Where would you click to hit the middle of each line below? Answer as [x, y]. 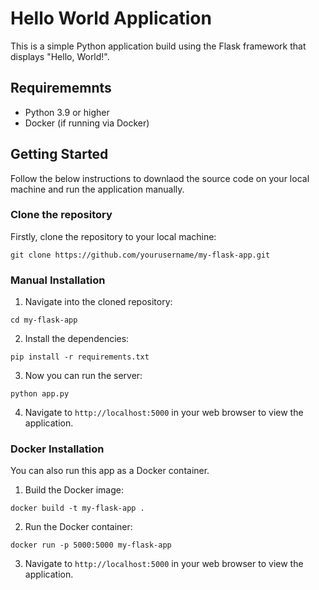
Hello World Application [111, 18]
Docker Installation [57, 449]
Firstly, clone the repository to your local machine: [113, 236]
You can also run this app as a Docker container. [110, 471]
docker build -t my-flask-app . [77, 508]
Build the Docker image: [74, 490]
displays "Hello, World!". [60, 56]
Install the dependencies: [77, 339]
